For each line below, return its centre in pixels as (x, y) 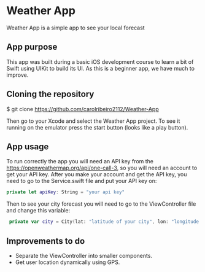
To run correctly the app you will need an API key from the (80, 161)
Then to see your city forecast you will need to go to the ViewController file (101, 204)
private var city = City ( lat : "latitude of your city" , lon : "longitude (104, 222)
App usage (28, 146)
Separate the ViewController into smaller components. (83, 255)
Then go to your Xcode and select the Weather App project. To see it (93, 121)
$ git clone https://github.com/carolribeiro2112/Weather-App (83, 109)
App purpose (32, 47)
